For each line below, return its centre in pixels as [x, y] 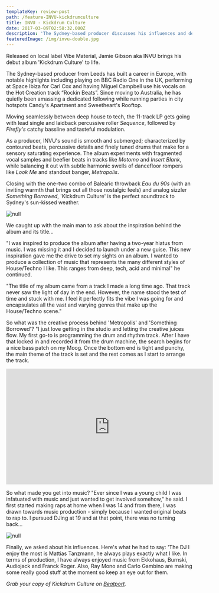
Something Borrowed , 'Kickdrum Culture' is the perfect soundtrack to [91, 196]
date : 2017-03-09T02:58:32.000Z [46, 28]
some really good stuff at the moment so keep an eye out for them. [87, 572]
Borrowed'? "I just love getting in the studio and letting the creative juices [95, 329]
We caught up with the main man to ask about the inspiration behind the [94, 225]
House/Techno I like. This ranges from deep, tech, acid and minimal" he [93, 268]
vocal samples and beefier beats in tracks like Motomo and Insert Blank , [94, 159]
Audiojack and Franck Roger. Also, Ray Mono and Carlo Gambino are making [99, 566]
